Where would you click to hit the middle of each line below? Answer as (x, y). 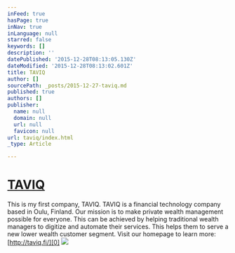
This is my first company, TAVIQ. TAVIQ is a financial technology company (114, 205)
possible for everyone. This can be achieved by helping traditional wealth (113, 219)
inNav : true (25, 27)
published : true (31, 92)
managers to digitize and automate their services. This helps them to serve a (118, 227)
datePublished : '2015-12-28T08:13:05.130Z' (72, 60)
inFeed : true (26, 14)
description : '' (31, 53)
